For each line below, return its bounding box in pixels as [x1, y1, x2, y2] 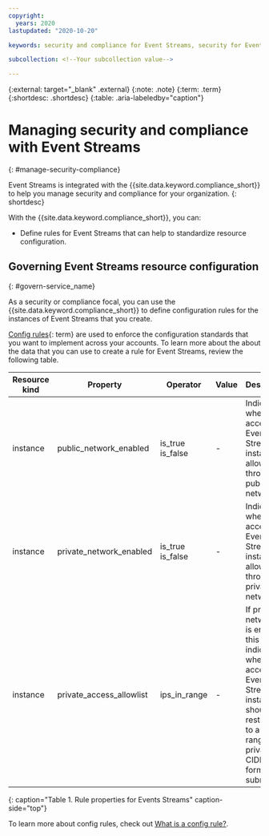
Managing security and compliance [8, 121, 249, 139]
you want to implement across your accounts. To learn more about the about [8, 337, 261, 347]
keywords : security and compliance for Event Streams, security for [8, 41, 242, 49]
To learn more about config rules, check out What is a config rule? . [8, 818, 229, 828]
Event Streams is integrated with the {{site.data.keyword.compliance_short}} [8, 180, 261, 190]
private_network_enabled [57, 546, 153, 557]
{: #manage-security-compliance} [8, 165, 121, 175]
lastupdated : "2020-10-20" [8, 26, 98, 34]
